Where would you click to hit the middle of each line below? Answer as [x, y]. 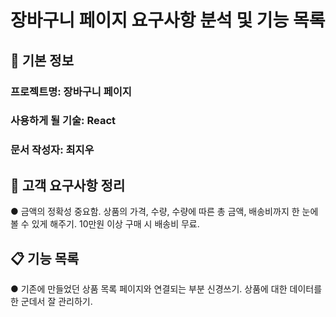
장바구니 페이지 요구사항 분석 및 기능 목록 [168, 20]
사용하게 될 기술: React [63, 121]
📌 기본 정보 [42, 60]
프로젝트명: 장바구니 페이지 [71, 91]
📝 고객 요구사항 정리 [68, 185]
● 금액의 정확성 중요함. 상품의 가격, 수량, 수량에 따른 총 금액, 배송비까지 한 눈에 [164, 212]
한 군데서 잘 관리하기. [51, 301]
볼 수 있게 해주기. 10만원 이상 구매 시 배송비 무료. [105, 224]
